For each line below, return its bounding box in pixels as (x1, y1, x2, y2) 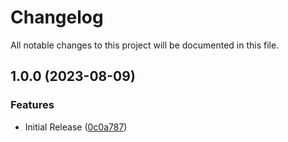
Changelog (10, 6, 104, 29)
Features (10, 98, 55, 112)
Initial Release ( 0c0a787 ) (24, 121, 128, 133)
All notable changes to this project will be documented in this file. (10, 39, 280, 51)
